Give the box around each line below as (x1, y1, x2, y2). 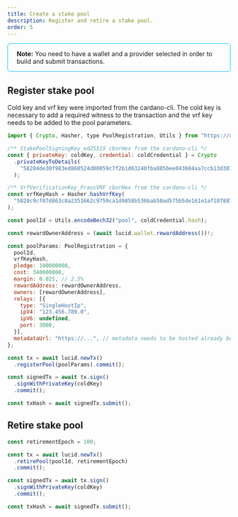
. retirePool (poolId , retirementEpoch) (13, 457, 129, 465)
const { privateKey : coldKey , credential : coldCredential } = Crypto (7, 151, 217, 158)
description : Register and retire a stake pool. (7, 17, 154, 24)
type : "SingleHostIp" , (20, 302, 87, 309)
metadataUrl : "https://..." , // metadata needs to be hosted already (13, 334, 223, 342)
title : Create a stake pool (7, 10, 91, 18)
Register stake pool (7, 85, 94, 97)
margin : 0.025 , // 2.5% (13, 276, 84, 283)
